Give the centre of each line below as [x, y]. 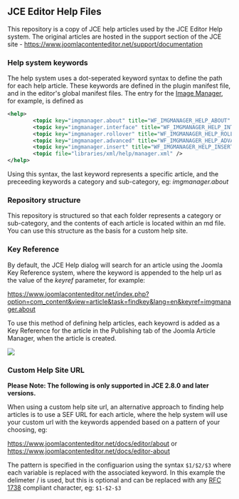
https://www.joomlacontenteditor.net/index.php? [78, 294]
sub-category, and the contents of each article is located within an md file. [117, 223]
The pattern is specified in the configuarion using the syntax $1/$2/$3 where [119, 465]
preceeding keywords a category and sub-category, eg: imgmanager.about [118, 182]
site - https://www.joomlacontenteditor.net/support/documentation [105, 44]
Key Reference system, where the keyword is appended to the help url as [115, 272]
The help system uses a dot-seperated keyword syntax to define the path [115, 79]
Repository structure [44, 201]
